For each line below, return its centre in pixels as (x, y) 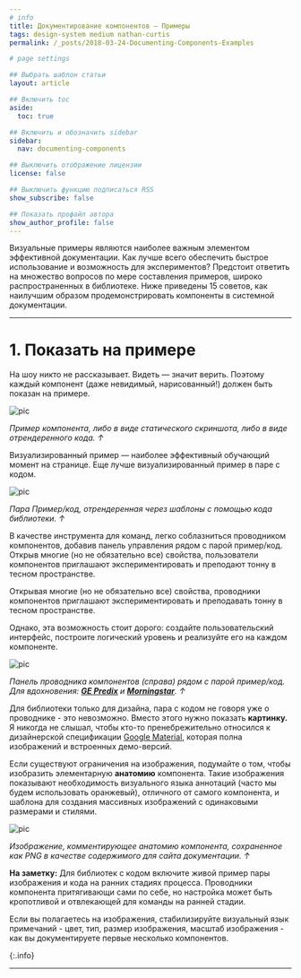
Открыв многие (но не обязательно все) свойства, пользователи (134, 555)
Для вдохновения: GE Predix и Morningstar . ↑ (98, 691)
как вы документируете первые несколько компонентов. (119, 939)
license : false (38, 174)
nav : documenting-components (72, 149)
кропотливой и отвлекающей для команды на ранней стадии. (128, 902)
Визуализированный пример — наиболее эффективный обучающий (140, 455)
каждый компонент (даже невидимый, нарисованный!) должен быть (141, 384)
